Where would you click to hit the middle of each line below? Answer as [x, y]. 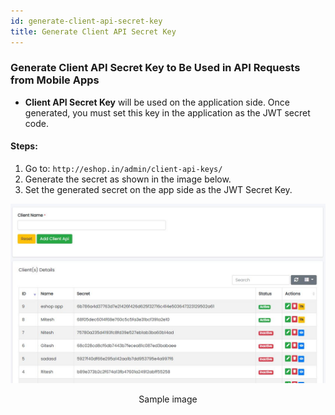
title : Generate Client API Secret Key [93, 31]
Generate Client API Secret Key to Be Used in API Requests [155, 68]
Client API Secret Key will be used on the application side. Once [157, 102]
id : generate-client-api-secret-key [86, 21]
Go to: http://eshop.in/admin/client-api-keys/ [123, 168]
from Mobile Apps [55, 80]
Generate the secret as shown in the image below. [128, 179]
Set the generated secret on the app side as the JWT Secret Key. [158, 189]
